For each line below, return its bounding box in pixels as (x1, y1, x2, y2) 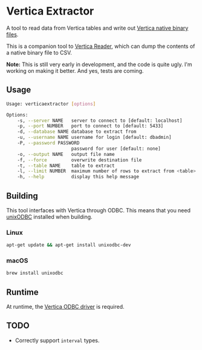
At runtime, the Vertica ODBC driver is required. (6, 303, 125, 311)
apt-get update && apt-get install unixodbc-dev (6, 242, 131, 248)
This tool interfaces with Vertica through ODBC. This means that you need (6, 206, 191, 214)
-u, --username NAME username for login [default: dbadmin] (17, 135, 172, 141)
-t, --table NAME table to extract (17, 163, 115, 169)
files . (6, 30, 19, 38)
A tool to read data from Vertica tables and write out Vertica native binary (6, 24, 189, 32)
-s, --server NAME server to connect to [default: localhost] (17, 117, 183, 124)
